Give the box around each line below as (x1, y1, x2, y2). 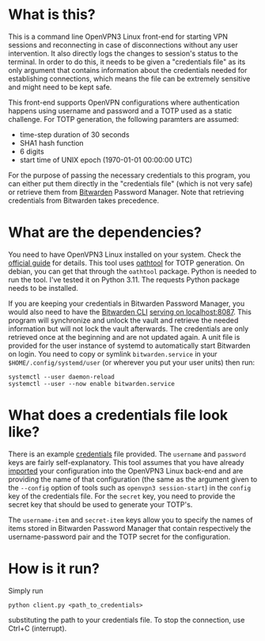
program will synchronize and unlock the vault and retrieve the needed (8, 315, 239, 325)
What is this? (8, 6, 97, 24)
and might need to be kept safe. (8, 82, 112, 92)
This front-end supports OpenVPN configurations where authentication (8, 97, 240, 107)
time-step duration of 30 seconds (19, 129, 130, 139)
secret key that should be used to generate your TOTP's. (8, 499, 193, 509)
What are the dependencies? (8, 223, 202, 242)
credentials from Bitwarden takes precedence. (8, 196, 160, 205)
